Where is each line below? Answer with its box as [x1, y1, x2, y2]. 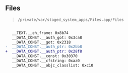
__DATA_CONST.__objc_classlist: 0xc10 [12, 62, 94, 68]
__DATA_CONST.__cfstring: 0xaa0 [12, 58, 80, 63]
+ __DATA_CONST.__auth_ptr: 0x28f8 [5, 49, 82, 54]
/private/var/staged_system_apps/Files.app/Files [17, 17, 124, 22]
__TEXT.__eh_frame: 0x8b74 [12, 30, 69, 35]
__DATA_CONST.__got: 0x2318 [12, 39, 71, 44]
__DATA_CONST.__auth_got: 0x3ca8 [12, 35, 82, 40]
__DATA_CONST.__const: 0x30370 [12, 53, 78, 59]
